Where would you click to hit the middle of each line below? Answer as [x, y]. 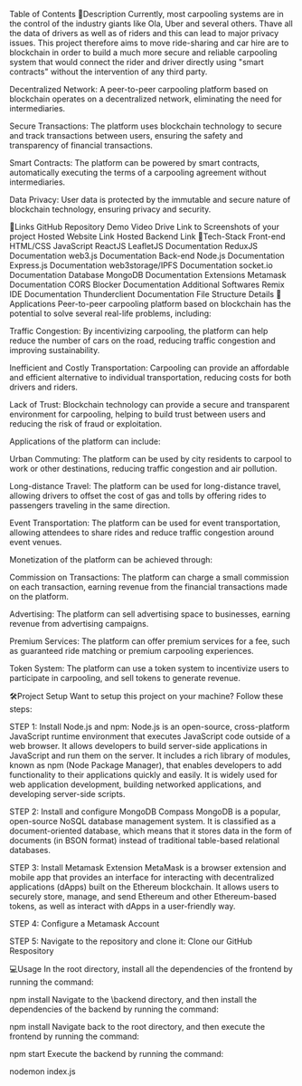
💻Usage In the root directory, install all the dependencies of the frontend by [151, 969]
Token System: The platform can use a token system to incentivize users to [149, 668]
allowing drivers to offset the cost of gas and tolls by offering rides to [138, 495]
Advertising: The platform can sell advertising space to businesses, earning [150, 614]
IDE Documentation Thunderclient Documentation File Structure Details [142, 294]
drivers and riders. [44, 387]
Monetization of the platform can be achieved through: [111, 560]
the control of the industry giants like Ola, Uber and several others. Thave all [151, 24]
